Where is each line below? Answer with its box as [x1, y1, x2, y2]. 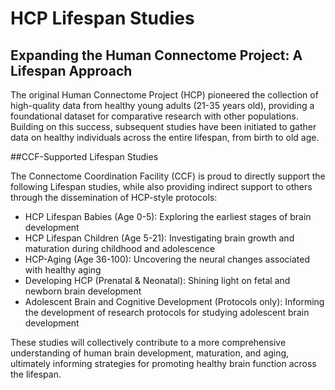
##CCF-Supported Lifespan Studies [10, 151, 159, 162]
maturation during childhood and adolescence [24, 243, 216, 254]
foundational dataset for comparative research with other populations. [10, 110, 299, 122]
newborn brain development [24, 285, 142, 297]
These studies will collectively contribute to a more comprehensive [10, 337, 287, 348]
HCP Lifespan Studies [10, 7, 195, 30]
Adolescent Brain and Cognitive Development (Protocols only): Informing [24, 296, 325, 307]
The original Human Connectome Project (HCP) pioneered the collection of [10, 89, 319, 101]
